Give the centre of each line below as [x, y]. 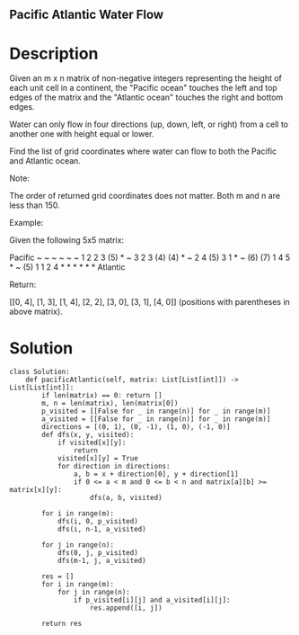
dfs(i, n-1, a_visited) [101, 530]
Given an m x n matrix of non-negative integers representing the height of [146, 78]
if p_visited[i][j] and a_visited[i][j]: [152, 600]
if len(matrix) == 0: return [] [102, 396]
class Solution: [40, 372]
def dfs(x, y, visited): [88, 435]
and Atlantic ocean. [45, 161]
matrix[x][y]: [36, 490]
